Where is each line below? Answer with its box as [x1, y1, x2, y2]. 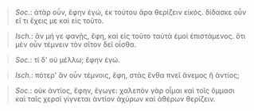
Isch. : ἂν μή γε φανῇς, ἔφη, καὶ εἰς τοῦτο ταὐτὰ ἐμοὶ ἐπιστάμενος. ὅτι [14, 32, 246, 40]
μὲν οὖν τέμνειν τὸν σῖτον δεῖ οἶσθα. [14, 40, 137, 49]
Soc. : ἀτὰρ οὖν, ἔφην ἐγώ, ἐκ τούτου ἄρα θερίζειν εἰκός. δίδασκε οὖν [14, 8, 247, 17]
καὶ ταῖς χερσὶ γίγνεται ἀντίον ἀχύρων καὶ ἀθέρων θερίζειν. [14, 94, 216, 103]
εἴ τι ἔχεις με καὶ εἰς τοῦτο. [14, 16, 104, 25]
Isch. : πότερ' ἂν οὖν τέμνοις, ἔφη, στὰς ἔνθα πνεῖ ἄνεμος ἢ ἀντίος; [14, 71, 240, 79]
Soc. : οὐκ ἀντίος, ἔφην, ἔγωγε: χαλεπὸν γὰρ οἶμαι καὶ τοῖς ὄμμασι [14, 86, 236, 95]
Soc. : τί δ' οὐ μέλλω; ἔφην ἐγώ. [14, 55, 120, 64]
